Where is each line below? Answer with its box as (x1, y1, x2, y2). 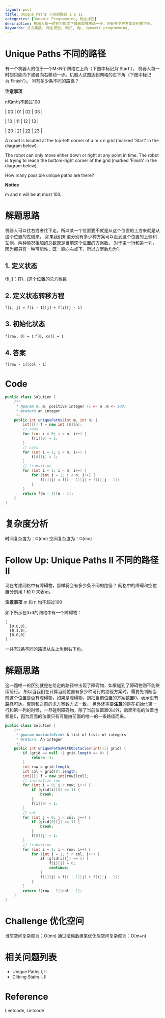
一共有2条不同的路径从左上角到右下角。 (5, 646, 85, 652)
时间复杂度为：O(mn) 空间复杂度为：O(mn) (5, 536, 92, 542)
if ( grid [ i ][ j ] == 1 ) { (40, 856, 89, 861)
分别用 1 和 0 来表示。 (9, 589, 54, 595)
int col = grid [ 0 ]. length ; (23, 769, 78, 774)
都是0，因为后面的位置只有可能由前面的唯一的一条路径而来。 (5, 714, 129, 719)
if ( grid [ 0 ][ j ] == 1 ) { (31, 820, 80, 825)
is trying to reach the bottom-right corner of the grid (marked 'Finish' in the (5, 157, 157, 163)
